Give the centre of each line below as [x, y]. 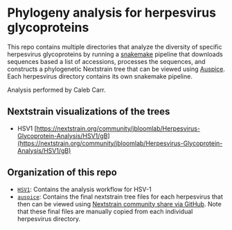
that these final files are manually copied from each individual [105, 211]
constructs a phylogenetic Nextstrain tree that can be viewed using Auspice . [116, 69]
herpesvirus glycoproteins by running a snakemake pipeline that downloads [115, 54]
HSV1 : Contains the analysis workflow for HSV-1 [84, 189]
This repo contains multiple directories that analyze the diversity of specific [115, 47]
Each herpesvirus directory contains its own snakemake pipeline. [100, 76]
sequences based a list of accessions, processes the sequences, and [106, 61]
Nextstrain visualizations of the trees [89, 112]
